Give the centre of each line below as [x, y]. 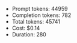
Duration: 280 [29, 35]
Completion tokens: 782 [42, 15]
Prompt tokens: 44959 [40, 9]
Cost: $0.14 [26, 28]
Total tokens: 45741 [36, 21]
